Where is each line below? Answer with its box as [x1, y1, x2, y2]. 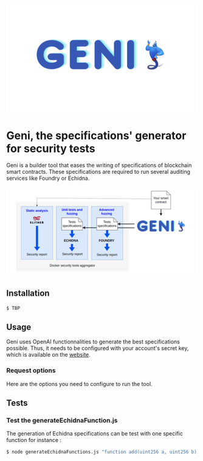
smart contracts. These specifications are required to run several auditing [6, 168, 190, 176]
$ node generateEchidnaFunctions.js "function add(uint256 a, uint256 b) [6, 449, 198, 456]
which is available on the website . [6, 351, 91, 359]
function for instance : [6, 437, 62, 444]
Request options [6, 366, 56, 375]
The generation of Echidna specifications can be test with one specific [6, 430, 184, 437]
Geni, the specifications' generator [6, 129, 187, 142]
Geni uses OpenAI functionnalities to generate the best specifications [6, 338, 181, 346]
